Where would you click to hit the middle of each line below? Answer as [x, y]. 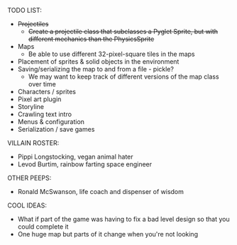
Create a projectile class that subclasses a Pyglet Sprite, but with [123, 32]
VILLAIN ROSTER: [33, 143]
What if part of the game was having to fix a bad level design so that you [123, 219]
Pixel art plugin [39, 99]
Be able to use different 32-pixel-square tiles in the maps [111, 54]
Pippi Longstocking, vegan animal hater [75, 156]
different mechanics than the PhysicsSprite [91, 39]
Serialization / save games [56, 129]
